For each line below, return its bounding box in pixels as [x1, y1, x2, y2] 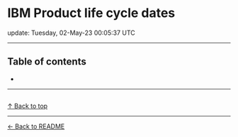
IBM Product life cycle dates [7, 5, 176, 21]
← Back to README [7, 122, 65, 131]
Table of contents [7, 55, 86, 68]
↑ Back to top [7, 102, 48, 111]
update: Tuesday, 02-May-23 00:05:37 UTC [7, 28, 136, 37]
